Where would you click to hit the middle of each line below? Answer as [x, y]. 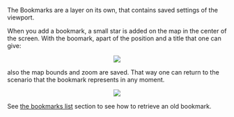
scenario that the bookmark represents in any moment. [86, 80]
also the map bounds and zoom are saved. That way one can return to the [113, 72]
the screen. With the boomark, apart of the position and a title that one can [114, 38]
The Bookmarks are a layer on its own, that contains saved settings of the [112, 10]
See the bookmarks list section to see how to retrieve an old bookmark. [109, 106]
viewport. [21, 17]
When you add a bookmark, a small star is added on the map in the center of [117, 31]
